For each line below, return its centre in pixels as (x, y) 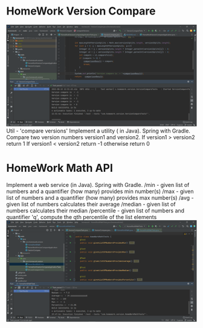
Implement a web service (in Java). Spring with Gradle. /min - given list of (98, 185)
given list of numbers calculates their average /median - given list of (91, 204)
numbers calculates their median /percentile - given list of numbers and (95, 211)
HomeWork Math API (60, 168)
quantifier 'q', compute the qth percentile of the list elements (82, 217)
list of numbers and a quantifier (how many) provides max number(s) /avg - (100, 197)
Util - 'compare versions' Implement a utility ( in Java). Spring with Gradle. (98, 131)
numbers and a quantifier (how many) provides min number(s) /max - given (100, 191)
